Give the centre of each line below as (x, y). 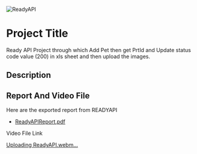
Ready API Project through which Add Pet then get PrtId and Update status (98, 50)
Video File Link (25, 133)
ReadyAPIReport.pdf (40, 122)
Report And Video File (48, 96)
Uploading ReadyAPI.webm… (42, 145)
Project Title (37, 34)
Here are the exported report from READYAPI (62, 110)
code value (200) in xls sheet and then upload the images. (78, 56)
